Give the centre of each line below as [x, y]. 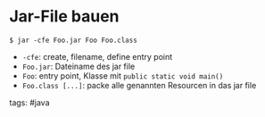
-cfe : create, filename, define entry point [97, 56]
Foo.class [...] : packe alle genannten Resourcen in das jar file [139, 85]
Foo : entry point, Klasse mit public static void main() [123, 75]
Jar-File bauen [64, 17]
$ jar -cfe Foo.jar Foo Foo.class [74, 40]
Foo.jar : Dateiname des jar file [79, 66]
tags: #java [30, 102]
